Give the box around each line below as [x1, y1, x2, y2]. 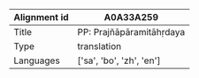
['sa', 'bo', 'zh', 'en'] [77, 54, 161, 67]
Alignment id [13, 11, 69, 23]
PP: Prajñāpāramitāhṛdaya [77, 26, 186, 38]
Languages [13, 54, 60, 67]
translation [77, 40, 122, 52]
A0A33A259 [103, 11, 159, 23]
